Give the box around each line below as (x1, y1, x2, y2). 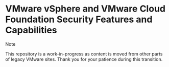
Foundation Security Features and (5, 14, 153, 25)
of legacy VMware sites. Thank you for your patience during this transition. (5, 56, 163, 62)
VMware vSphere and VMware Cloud (5, 3, 166, 15)
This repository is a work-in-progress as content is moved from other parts (5, 51, 163, 57)
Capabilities (5, 25, 57, 36)
